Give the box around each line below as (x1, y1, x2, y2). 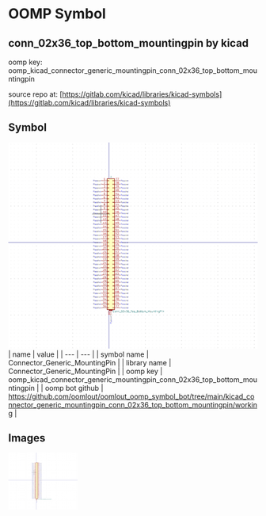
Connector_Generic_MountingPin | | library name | (8, 357, 172, 367)
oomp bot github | (44, 383, 104, 392)
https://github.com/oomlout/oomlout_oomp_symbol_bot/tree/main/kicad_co (8, 392, 255, 401)
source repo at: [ (8, 90, 63, 99)
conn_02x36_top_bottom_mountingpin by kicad (8, 36, 249, 50)
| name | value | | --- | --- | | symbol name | (8, 350, 149, 359)
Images (8, 431, 46, 445)
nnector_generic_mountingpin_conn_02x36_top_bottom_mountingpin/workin (8, 399, 257, 409)
